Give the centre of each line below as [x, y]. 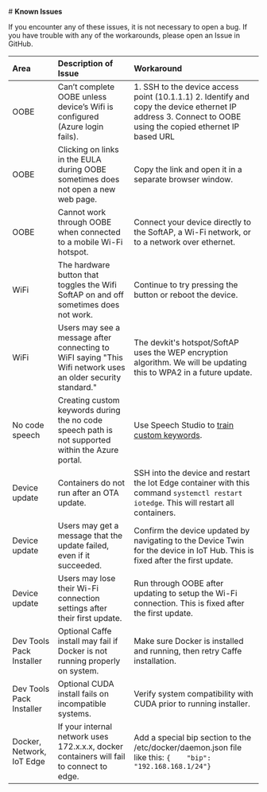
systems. [74, 714]
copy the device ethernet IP [185, 107]
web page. [77, 199]
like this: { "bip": [173, 757]
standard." [77, 387]
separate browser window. [184, 179]
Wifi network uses [91, 367]
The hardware [84, 265]
